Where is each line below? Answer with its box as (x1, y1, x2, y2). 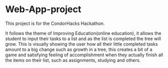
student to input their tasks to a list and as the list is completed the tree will (5, 36, 161, 42)
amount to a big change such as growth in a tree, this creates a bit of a (5, 46, 153, 52)
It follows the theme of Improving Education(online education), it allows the (5, 30, 161, 36)
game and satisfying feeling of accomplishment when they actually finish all (5, 52, 163, 58)
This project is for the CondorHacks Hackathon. (5, 20, 105, 26)
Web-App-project (5, 4, 81, 15)
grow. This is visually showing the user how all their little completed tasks (5, 41, 158, 47)
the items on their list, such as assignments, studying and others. (5, 57, 141, 63)
